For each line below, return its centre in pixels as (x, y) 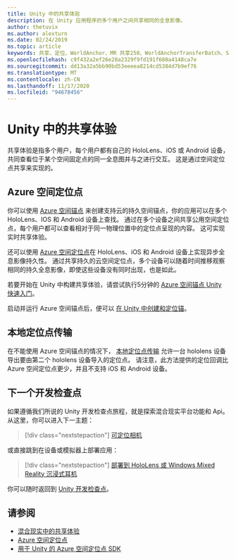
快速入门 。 (23, 293)
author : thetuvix (33, 27)
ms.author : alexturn (38, 33)
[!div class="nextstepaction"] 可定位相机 (83, 435)
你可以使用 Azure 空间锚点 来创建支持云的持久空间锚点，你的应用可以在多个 (117, 210)
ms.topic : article (34, 46)
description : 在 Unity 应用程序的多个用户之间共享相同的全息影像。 (97, 20)
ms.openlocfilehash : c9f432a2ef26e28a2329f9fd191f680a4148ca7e (102, 60)
